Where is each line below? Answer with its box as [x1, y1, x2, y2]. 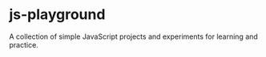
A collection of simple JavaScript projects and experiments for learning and [9, 32, 259, 41]
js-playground [9, 6, 106, 24]
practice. [9, 40, 38, 49]
